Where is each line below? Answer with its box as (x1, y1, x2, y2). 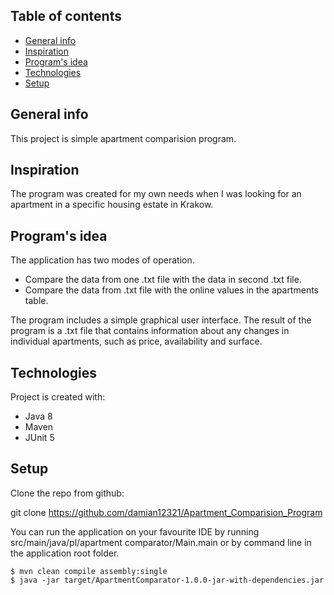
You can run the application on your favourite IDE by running (10, 525, 260, 538)
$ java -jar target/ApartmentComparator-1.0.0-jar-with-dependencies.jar (10, 575, 325, 585)
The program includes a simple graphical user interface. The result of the (10, 314, 312, 326)
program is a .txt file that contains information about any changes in (10, 325, 290, 337)
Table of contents (10, 8, 122, 25)
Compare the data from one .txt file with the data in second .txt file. (24, 274, 302, 286)
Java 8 (24, 410, 53, 423)
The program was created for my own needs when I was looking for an (10, 188, 302, 200)
